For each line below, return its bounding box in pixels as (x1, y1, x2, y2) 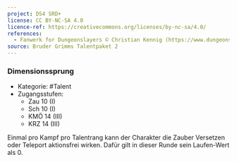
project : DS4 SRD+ (7, 10, 61, 18)
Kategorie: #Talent (17, 82, 72, 91)
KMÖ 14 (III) (28, 112, 63, 120)
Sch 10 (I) (28, 105, 56, 113)
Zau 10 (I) (28, 97, 56, 106)
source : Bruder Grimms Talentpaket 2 (7, 43, 119, 50)
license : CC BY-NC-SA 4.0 (7, 17, 83, 24)
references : (7, 30, 42, 37)
